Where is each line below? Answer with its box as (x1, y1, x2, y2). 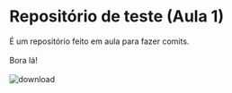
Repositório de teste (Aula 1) (9, 6, 225, 27)
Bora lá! (9, 55, 38, 65)
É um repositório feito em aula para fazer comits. (9, 36, 190, 46)
